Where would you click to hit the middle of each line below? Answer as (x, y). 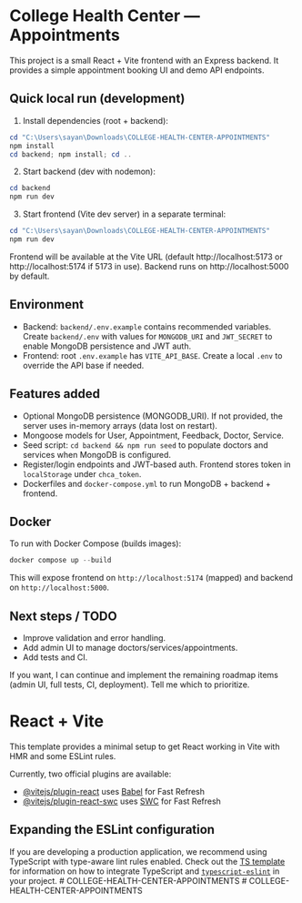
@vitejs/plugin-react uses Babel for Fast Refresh (114, 791)
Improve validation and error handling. (94, 638)
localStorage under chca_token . (82, 473)
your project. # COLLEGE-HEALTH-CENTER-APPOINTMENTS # (128, 880)
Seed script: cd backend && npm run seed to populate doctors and (145, 445)
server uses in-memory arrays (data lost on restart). (120, 425)
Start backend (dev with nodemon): (89, 172)
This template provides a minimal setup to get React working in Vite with (145, 746)
